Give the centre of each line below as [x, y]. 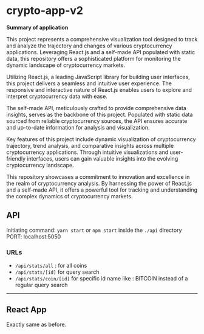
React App [26, 310]
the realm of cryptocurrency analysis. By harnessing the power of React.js [99, 183]
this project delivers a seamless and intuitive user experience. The [89, 83]
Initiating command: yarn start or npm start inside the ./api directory [94, 230]
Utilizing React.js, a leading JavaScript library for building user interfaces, [98, 77]
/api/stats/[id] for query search [57, 272]
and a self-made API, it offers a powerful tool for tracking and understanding [102, 190]
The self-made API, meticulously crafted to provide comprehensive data [97, 108]
